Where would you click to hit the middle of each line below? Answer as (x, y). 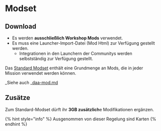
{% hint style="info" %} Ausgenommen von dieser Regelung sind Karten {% (81, 119)
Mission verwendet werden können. (41, 73)
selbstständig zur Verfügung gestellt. (56, 58)
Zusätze (18, 98)
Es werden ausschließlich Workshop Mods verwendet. (67, 38)
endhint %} (16, 124)
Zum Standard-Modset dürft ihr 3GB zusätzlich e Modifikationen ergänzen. (80, 109)
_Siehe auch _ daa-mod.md (31, 82)
